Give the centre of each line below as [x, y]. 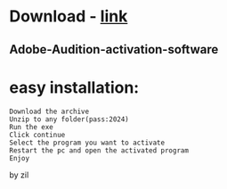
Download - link [69, 16]
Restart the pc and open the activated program [99, 150]
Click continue [37, 135]
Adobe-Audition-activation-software [114, 49]
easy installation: [74, 87]
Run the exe [31, 127]
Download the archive [49, 111]
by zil [19, 175]
